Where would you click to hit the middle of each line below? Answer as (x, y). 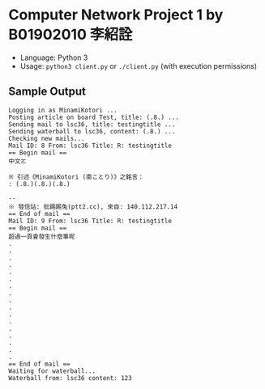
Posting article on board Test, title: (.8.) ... (94, 117)
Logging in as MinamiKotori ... (63, 110)
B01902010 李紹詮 (71, 35)
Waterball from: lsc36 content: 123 (70, 378)
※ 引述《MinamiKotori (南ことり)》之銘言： (76, 177)
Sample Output (47, 92)
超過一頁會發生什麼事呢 (42, 236)
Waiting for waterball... (52, 371)
